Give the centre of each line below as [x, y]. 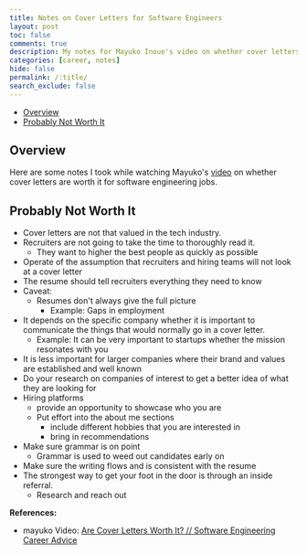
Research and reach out [81, 495]
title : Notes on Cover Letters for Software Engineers [116, 18]
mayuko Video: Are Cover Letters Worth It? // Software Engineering [149, 530]
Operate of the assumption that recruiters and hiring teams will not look [157, 262]
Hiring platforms [53, 398]
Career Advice [50, 540]
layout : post [34, 27]
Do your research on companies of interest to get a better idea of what [156, 378]
